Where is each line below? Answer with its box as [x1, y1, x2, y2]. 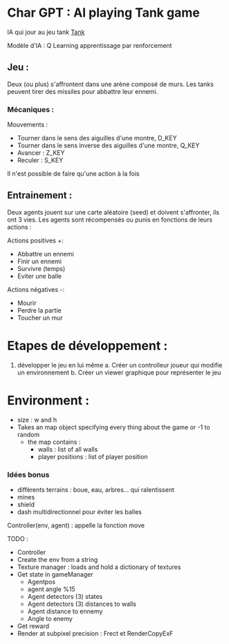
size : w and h [17, 415, 57, 424]
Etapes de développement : [7, 338, 168, 354]
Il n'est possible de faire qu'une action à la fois [7, 170, 140, 178]
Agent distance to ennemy [27, 607, 103, 616]
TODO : [7, 535, 29, 543]
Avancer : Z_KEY [17, 149, 65, 157]
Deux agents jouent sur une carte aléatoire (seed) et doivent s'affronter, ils [7, 208, 220, 216]
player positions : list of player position [37, 452, 148, 461]
